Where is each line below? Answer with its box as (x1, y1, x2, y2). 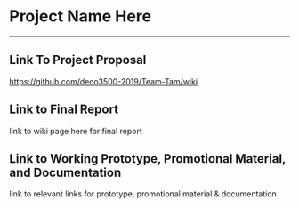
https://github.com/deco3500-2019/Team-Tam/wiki (9, 76, 198, 86)
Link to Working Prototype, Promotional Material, (9, 151, 287, 166)
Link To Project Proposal (9, 52, 147, 68)
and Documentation (9, 164, 122, 180)
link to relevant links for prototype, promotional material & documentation (9, 188, 278, 199)
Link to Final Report (9, 102, 118, 117)
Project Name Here (9, 6, 152, 27)
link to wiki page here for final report (9, 125, 142, 136)
